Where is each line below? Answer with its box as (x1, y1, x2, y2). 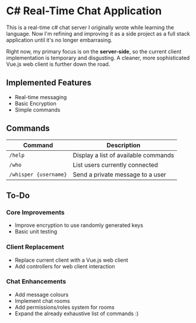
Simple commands (14, 106, 61, 113)
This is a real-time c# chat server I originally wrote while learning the (6, 24, 174, 31)
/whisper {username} (9, 171, 67, 178)
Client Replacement (6, 243, 64, 251)
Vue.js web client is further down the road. (6, 61, 110, 68)
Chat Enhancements (6, 277, 67, 286)
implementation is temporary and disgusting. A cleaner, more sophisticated (6, 54, 190, 61)
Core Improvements (6, 208, 65, 216)
